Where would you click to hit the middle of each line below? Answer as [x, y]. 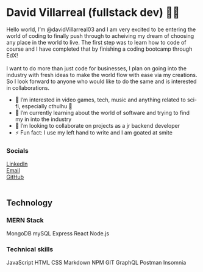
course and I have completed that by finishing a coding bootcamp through [99, 49]
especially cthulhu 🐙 [47, 106]
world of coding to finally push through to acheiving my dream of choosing [100, 35]
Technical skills [30, 249]
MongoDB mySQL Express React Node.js [58, 233]
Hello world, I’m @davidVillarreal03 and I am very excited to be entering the [101, 29]
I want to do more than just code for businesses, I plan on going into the [97, 68]
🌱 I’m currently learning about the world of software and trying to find [102, 112]
